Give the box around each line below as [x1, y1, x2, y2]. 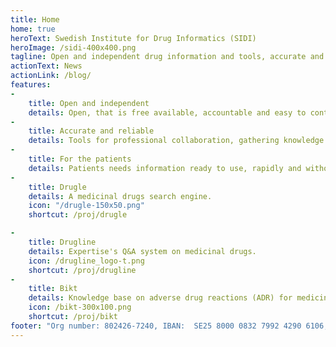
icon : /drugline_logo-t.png [28, 256, 145, 266]
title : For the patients [28, 154, 132, 164]
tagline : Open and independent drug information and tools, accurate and [10, 52, 325, 62]
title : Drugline [28, 237, 97, 247]
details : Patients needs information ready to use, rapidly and [28, 163, 302, 173]
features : [10, 80, 52, 90]
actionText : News [10, 61, 83, 71]
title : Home [10, 14, 60, 25]
